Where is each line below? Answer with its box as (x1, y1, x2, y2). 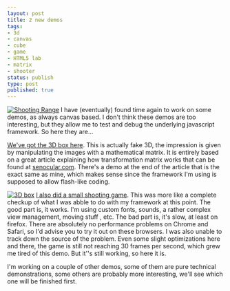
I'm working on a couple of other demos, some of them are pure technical (7, 263, 216, 271)
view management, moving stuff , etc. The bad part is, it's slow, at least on (7, 213, 218, 221)
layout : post (7, 10, 45, 17)
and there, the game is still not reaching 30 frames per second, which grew (7, 242, 220, 250)
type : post (7, 80, 39, 87)
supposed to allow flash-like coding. (7, 177, 110, 186)
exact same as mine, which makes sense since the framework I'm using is (7, 170, 217, 179)
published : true (7, 87, 54, 94)
